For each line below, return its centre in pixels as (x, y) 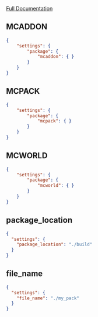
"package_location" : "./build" (55, 245)
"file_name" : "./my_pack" (48, 298)
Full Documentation (29, 8)
